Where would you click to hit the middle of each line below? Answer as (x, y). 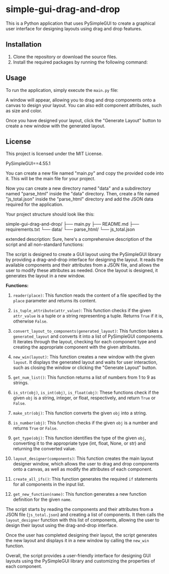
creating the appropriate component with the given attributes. (77, 347)
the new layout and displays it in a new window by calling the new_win (77, 541)
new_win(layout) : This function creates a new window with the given (84, 357)
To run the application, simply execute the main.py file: (62, 90)
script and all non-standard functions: (45, 245)
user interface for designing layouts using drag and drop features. (74, 28)
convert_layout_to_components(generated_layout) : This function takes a (88, 331)
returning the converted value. (45, 449)
